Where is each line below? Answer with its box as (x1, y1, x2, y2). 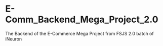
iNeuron (5, 36, 22, 42)
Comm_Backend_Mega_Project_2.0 (5, 14, 158, 25)
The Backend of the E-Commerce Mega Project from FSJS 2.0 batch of (5, 30, 154, 36)
